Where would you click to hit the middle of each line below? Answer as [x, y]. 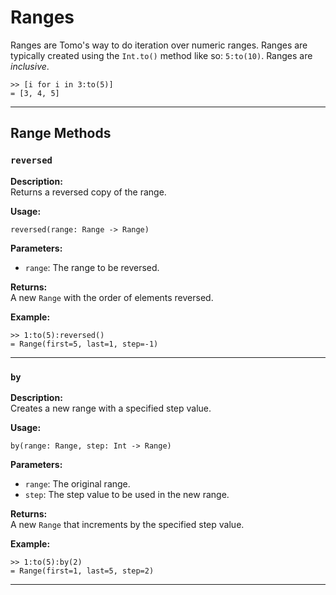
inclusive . [30, 66]
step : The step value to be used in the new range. [127, 494]
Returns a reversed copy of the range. [88, 192]
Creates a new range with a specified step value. [111, 408]
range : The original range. [77, 483]
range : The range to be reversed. [92, 267]
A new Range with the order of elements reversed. [112, 297]
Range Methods [61, 133]
